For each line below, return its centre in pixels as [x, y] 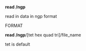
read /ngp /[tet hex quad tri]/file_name [43, 35]
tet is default [17, 44]
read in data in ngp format [31, 16]
